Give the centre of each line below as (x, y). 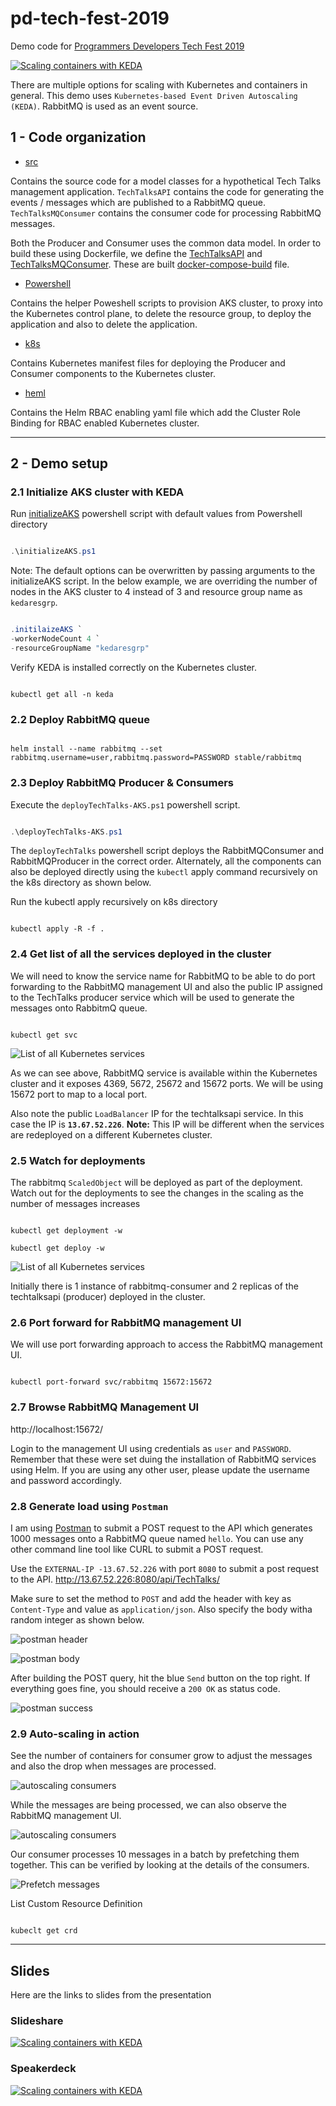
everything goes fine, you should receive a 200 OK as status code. (145, 1688)
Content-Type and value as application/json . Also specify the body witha (161, 1609)
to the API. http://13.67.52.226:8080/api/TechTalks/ (115, 1579)
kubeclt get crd (44, 1931)
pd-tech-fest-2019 (90, 18)
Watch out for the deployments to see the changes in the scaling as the (157, 1193)
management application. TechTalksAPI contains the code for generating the (167, 191)
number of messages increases (75, 1203)
